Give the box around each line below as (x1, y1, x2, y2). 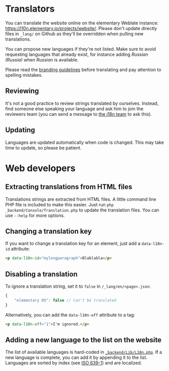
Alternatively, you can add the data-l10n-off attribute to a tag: (5, 312, 136, 318)
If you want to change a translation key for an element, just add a (5, 240, 141, 246)
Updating (5, 126, 35, 135)
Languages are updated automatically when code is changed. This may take (5, 139, 164, 145)
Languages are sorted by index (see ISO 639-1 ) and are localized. (5, 360, 142, 366)
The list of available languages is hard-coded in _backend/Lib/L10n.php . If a (5, 349, 162, 355)
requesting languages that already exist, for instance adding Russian (5, 51, 148, 57)
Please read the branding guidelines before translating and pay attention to (5, 67, 161, 73)
